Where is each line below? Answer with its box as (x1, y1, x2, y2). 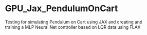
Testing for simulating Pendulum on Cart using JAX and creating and (5, 19, 143, 25)
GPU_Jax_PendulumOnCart (5, 3, 118, 14)
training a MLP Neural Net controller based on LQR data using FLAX (5, 24, 141, 30)
